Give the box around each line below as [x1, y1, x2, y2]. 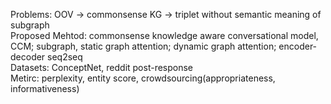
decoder [10, 51, 46, 63]
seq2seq [47, 51, 83, 63]
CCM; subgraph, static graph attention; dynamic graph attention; [10, 40, 277, 52]
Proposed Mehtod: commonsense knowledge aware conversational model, [10, 30, 319, 41]
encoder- [278, 40, 318, 52]
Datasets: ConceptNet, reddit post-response [10, 62, 194, 73]
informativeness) [10, 83, 80, 94]
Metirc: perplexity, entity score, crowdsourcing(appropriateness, [10, 72, 276, 84]
